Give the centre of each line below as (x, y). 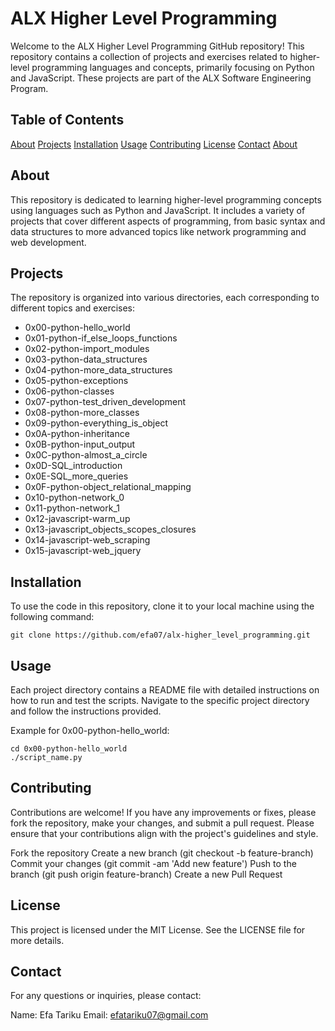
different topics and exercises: (73, 308)
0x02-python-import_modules (87, 349)
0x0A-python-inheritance (77, 434)
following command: (52, 617)
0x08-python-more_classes (82, 413)
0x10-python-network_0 (74, 498)
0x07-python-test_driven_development (105, 402)
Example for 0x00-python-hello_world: (90, 730)
